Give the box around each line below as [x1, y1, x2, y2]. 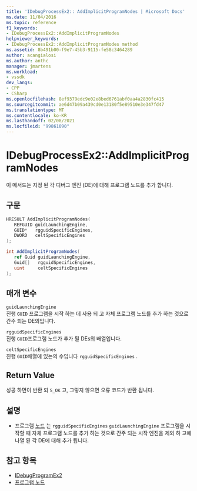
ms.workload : [6, 69, 38, 75]
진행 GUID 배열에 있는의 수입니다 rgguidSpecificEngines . [6, 353, 138, 360]
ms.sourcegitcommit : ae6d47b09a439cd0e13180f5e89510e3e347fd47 [6, 101, 165, 108]
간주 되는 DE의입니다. [6, 318, 56, 325]
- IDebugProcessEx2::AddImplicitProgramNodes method [6, 42, 138, 48]
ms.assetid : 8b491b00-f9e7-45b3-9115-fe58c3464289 [6, 47, 133, 53]
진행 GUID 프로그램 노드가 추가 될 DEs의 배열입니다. [6, 335, 122, 342]
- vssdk [6, 74, 25, 80]
